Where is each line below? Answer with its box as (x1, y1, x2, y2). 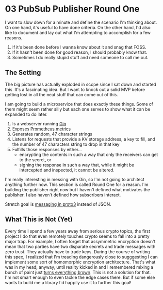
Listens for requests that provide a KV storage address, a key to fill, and (12, 136, 155, 142)
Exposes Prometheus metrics (12, 126, 71, 132)
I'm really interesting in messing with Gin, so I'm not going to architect (5, 176, 145, 182)
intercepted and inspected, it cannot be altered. (19, 167, 115, 173)
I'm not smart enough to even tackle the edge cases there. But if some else (5, 275, 155, 280)
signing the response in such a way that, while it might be (19, 162, 134, 168)
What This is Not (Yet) (5, 215, 73, 224)
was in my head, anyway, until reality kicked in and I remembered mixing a (5, 264, 154, 270)
